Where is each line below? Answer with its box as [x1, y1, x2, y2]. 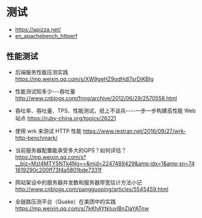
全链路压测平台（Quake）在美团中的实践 [14, 197, 116, 205]
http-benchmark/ [14, 134, 58, 141]
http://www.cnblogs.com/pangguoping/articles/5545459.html [14, 185, 169, 193]
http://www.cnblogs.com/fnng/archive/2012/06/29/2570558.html [14, 94, 177, 101]
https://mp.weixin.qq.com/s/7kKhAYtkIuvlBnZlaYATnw [14, 205, 150, 212]
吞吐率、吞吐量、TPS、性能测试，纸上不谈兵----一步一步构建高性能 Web [14, 107, 196, 114]
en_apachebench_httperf [14, 32, 78, 39]
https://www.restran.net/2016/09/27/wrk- [83, 127, 186, 135]
